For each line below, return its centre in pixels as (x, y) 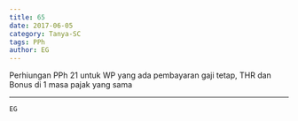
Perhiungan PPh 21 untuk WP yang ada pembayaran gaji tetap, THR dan (141, 75)
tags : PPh (27, 42)
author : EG (29, 50)
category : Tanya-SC (45, 34)
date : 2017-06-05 (41, 26)
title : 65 (27, 17)
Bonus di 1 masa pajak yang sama (71, 85)
